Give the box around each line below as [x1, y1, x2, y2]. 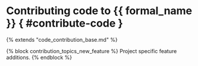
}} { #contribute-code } [6, 16, 123, 30]
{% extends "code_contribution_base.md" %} [6, 36, 118, 43]
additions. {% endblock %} [6, 54, 73, 61]
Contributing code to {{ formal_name [6, 4, 193, 18]
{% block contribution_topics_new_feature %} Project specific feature [6, 47, 177, 54]
